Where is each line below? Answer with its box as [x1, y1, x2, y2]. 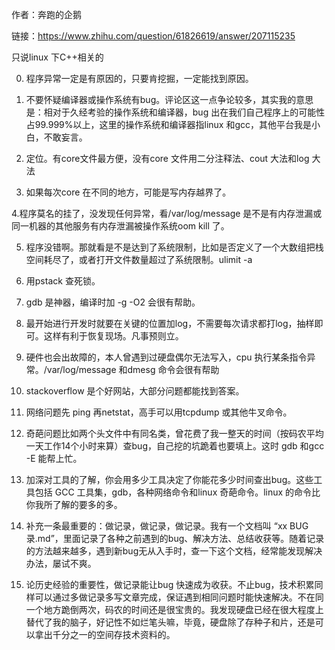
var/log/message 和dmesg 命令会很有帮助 [46, 364, 220, 375]
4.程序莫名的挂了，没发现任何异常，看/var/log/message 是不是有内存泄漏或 [11, 208, 323, 219]
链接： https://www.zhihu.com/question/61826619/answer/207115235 [11, 30, 296, 42]
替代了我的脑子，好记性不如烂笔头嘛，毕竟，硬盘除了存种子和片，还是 [25, 616, 316, 628]
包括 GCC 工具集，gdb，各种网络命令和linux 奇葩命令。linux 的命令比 [34, 486, 321, 498]
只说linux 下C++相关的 [11, 51, 104, 63]
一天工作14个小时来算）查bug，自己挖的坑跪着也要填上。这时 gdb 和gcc [25, 440, 325, 452]
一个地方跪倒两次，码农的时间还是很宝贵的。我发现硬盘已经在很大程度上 [25, 604, 324, 615]
